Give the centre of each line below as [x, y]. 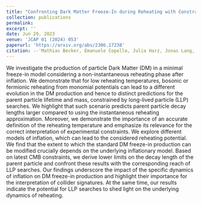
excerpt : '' [21, 28]
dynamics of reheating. [35, 195]
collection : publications [38, 17]
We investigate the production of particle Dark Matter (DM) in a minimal [95, 68]
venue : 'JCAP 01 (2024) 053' [43, 40]
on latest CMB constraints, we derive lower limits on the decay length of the [100, 157]
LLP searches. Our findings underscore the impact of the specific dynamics [100, 170]
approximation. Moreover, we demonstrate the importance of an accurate [97, 119]
